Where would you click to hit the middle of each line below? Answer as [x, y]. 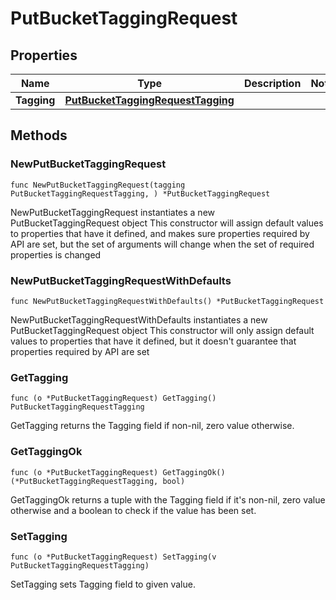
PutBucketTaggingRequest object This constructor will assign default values [167, 223]
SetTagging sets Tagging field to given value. [103, 584]
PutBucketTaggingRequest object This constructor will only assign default [162, 330]
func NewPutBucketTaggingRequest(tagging [98, 185]
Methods [39, 135]
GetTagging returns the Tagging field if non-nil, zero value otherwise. [152, 426]
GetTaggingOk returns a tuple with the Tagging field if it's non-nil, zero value [168, 499]
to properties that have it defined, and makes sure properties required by [160, 233]
